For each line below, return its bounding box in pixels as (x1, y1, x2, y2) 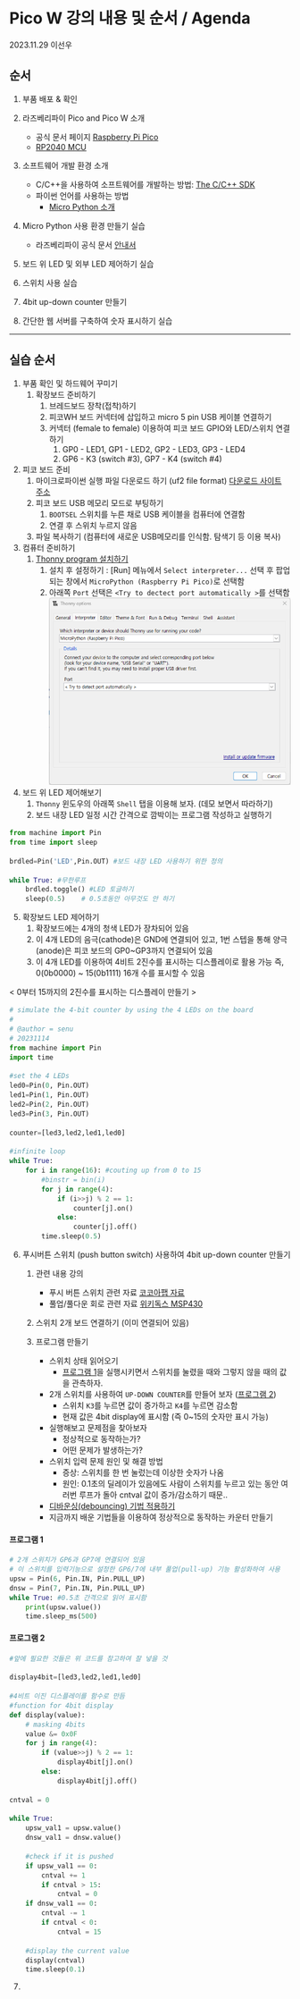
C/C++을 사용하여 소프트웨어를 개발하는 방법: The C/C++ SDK (35, 179, 256, 190)
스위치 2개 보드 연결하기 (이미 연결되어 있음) (35, 1318, 189, 1328)
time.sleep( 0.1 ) (25, 1965, 87, 1974)
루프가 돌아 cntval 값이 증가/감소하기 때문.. (79, 1489, 229, 1500)
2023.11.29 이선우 (9, 39, 73, 50)
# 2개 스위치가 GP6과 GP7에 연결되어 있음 (9, 1556, 146, 1565)
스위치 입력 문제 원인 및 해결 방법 (48, 1456, 163, 1467)
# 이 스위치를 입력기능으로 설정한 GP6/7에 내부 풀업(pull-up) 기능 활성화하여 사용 (9, 1565, 281, 1574)
